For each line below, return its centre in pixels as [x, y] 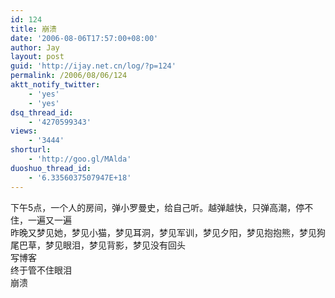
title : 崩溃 [33, 29]
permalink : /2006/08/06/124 [69, 76]
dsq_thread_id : [42, 112]
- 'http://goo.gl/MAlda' [80, 159]
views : [24, 131]
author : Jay [35, 47]
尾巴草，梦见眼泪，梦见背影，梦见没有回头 [98, 245]
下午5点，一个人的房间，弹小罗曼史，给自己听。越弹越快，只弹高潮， [153, 207]
